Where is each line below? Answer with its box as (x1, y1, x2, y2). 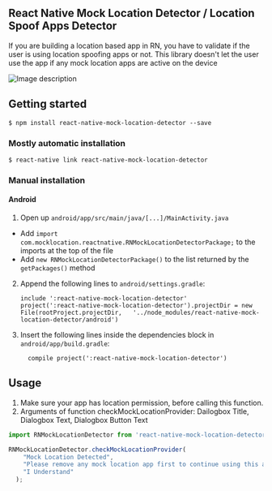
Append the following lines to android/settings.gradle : (19, 279, 206, 289)
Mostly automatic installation (8, 137, 126, 149)
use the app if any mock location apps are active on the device (8, 58, 218, 67)
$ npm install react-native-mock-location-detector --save (8, 118, 212, 127)
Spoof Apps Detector (8, 19, 117, 33)
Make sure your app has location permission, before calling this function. (19, 398, 264, 407)
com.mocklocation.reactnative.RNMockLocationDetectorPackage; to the (19, 237, 256, 247)
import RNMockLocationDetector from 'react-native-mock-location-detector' (8, 430, 270, 439)
